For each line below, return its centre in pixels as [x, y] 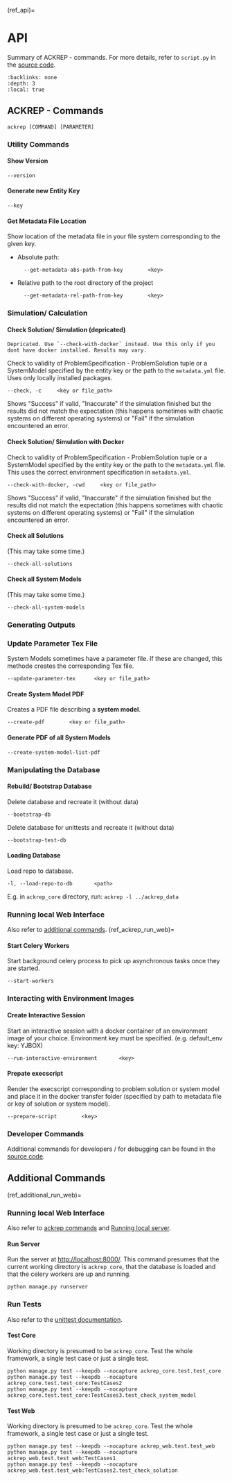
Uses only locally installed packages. [60, 378]
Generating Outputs [42, 625]
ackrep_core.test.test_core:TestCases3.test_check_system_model [102, 1395]
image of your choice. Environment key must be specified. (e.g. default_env [115, 1038]
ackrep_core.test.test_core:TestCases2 [65, 1383]
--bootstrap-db [29, 815]
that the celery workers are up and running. [69, 1274]
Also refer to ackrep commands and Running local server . [89, 1228]
